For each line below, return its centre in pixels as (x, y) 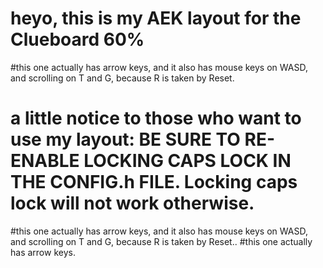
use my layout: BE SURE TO (125, 139)
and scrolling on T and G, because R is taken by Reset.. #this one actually (161, 241)
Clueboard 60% (77, 39)
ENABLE (45, 161)
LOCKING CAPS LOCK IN (187, 161)
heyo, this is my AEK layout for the (156, 18)
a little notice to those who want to (156, 118)
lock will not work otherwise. (132, 203)
